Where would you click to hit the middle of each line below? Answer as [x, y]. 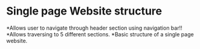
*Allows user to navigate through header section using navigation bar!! [94, 28]
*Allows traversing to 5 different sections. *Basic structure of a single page [100, 34]
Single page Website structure [84, 11]
